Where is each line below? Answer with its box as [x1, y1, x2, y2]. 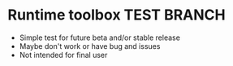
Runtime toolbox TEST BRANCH [7, 6, 226, 24]
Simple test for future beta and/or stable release [19, 33, 180, 42]
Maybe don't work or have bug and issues [19, 41, 161, 51]
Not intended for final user [19, 50, 108, 59]
